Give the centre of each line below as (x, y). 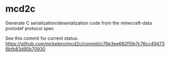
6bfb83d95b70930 (26, 49)
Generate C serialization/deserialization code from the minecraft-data (79, 23)
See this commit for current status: (42, 38)
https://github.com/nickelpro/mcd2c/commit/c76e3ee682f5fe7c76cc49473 (85, 43)
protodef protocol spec (30, 28)
